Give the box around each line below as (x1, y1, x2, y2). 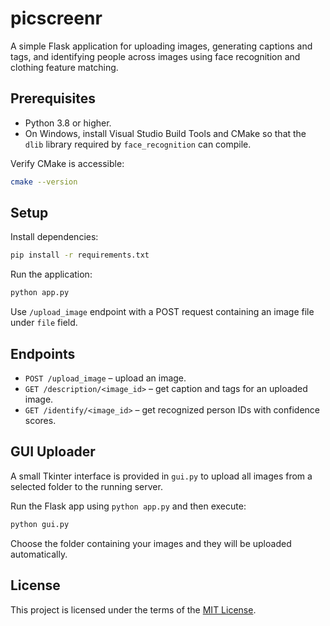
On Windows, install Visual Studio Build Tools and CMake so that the (24, 127, 307, 139)
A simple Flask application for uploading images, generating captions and (10, 40, 313, 52)
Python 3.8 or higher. (24, 117, 112, 129)
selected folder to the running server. (10, 480, 163, 492)
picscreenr (10, 7, 103, 30)
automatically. (10, 548, 68, 560)
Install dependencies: (10, 231, 99, 243)
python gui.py (10, 519, 70, 529)
